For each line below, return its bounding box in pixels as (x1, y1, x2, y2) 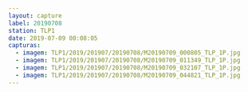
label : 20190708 (8, 19, 62, 27)
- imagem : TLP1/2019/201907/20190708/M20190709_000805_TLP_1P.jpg (15, 49, 241, 57)
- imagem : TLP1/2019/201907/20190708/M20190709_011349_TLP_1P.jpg (15, 57, 241, 65)
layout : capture (8, 11, 62, 20)
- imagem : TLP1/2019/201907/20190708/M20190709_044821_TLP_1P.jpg (15, 71, 241, 79)
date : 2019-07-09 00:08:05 (8, 34, 98, 42)
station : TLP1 (8, 26, 56, 34)
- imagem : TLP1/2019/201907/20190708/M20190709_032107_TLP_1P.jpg (15, 64, 241, 72)
